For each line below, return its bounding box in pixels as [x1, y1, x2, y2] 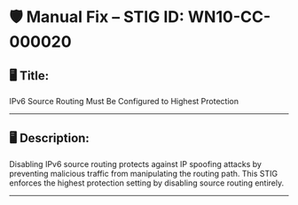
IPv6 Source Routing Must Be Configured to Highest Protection [9, 96, 239, 106]
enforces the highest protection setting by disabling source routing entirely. [9, 178, 285, 188]
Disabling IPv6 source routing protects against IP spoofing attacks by [9, 158, 262, 169]
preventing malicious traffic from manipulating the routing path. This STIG [9, 168, 278, 178]
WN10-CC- [187, 7, 271, 27]
